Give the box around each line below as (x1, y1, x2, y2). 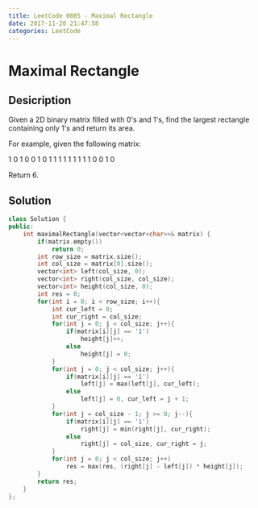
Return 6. (8, 170, 39, 180)
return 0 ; (51, 245, 85, 253)
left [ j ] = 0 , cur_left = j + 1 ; (80, 395, 189, 403)
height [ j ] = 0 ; (80, 350, 131, 358)
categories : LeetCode (8, 27, 81, 35)
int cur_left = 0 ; (51, 305, 114, 313)
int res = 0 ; (37, 289, 81, 298)
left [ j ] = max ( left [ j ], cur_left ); (80, 380, 200, 388)
